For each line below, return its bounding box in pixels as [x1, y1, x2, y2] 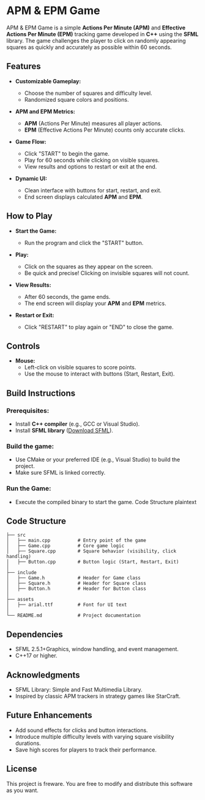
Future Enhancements [6, 710, 93, 720]
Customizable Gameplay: [15, 77, 81, 85]
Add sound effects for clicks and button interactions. [15, 726, 148, 734]
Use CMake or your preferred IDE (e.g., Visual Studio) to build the [15, 456, 181, 463]
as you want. [6, 787, 39, 794]
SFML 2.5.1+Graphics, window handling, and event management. [15, 646, 179, 653]
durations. [15, 739, 41, 747]
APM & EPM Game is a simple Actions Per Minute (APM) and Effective [6, 24, 185, 31]
